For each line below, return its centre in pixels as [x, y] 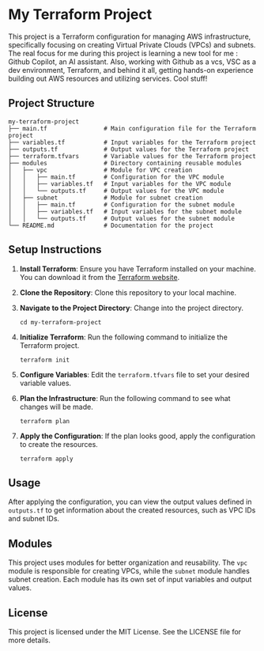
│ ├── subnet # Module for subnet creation [106, 198]
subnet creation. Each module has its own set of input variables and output [130, 580]
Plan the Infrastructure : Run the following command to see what [125, 398]
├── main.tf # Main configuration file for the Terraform [132, 128]
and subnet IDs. [34, 519]
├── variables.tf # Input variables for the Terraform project [132, 142]
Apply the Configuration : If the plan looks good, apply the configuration [137, 436]
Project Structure [51, 103]
